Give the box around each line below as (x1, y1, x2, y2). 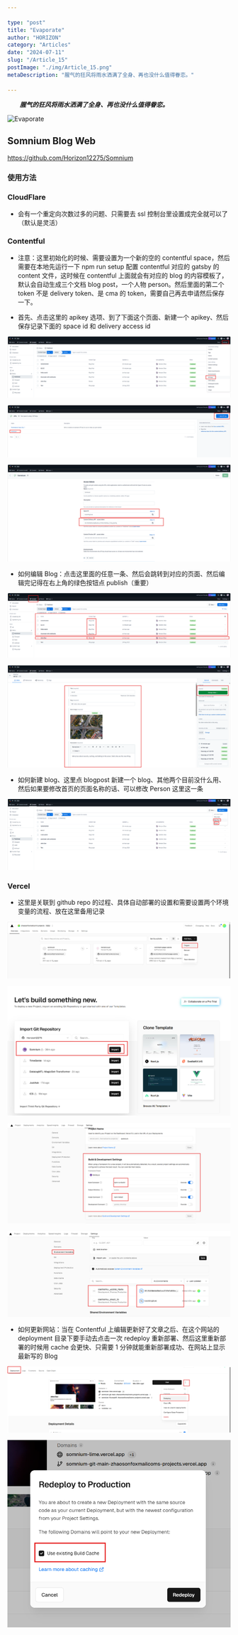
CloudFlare (7, 192, 46, 202)
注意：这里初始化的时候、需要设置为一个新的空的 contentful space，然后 (17, 253, 230, 262)
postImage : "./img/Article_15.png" (7, 64, 113, 71)
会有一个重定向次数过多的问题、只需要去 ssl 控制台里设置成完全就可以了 (17, 210, 228, 218)
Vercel (7, 881, 30, 891)
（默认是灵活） (17, 218, 62, 227)
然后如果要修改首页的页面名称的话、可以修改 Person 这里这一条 (17, 784, 204, 793)
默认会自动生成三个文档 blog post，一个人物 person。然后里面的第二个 (17, 280, 225, 288)
